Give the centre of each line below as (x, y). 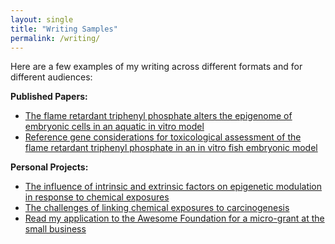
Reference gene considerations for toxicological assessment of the (163, 137)
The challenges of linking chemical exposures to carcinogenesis (157, 208)
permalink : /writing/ (55, 38)
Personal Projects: (49, 167)
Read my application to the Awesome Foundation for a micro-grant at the (174, 218)
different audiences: (51, 77)
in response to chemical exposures (97, 197)
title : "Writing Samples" (64, 29)
